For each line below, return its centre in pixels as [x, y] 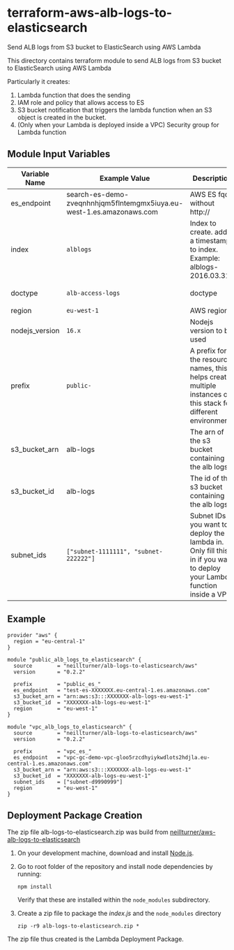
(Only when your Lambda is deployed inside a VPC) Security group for [118, 124]
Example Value [125, 178]
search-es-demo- [97, 194]
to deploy [205, 568]
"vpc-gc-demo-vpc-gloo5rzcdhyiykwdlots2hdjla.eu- [136, 757]
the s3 [200, 440]
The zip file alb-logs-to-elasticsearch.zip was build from [88, 832]
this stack [205, 403]
